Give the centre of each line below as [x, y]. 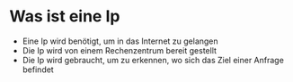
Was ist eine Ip [65, 16]
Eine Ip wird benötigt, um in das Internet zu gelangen [120, 41]
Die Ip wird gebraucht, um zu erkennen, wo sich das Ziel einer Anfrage [153, 60]
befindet [38, 70]
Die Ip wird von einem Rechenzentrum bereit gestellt [120, 50]
